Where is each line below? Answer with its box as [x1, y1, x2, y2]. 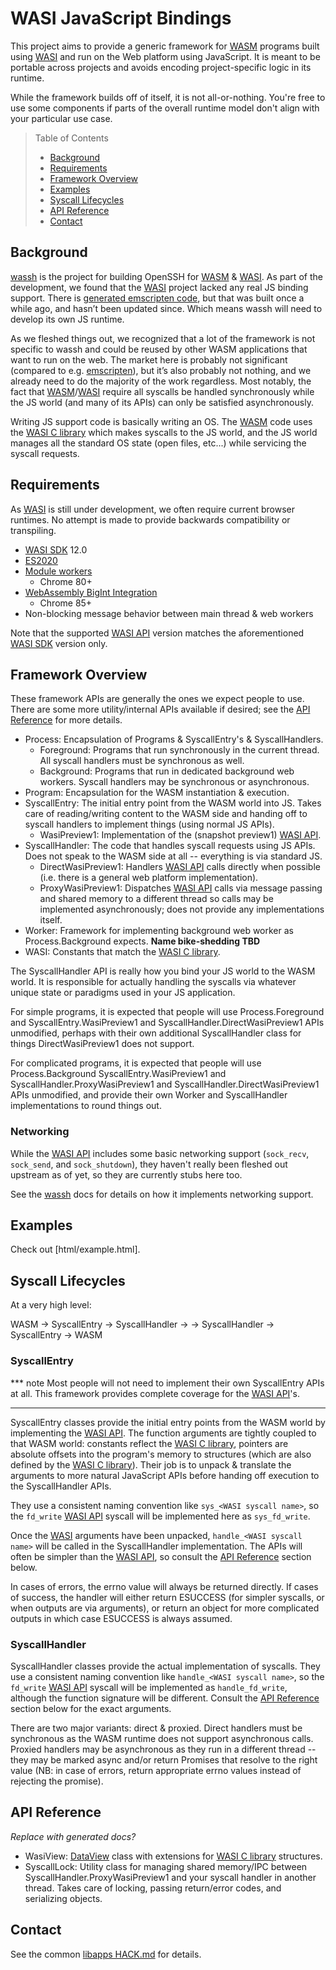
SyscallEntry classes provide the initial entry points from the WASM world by [10, 1416, 326, 1428]
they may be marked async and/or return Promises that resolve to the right [10, 1753, 318, 1766]
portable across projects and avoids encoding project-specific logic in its [10, 61, 312, 73]
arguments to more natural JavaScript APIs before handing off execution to [10, 1469, 320, 1481]
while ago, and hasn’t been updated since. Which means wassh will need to [10, 302, 323, 314]
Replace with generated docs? [10, 1830, 137, 1842]
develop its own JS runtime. [10, 313, 125, 325]
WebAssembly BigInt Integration [24, 586, 158, 598]
